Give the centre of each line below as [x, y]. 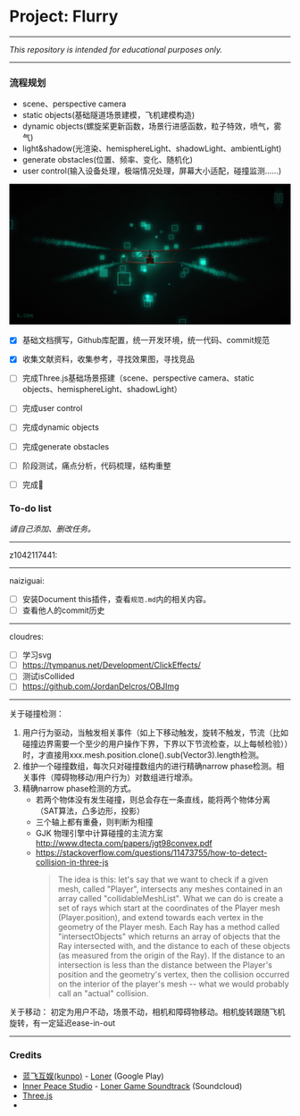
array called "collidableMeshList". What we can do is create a [171, 899]
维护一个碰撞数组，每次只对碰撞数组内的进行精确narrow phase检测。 [149, 767]
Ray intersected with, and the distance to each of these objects [174, 946]
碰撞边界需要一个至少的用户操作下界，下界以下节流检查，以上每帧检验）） [155, 744]
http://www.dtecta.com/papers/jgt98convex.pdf [124, 843]
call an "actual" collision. [103, 994]
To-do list [30, 508]
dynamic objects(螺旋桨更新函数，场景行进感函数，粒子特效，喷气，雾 [152, 126]
